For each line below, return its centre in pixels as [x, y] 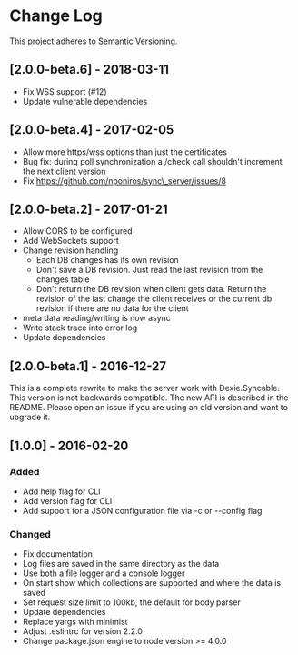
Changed [30, 534]
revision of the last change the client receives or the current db [154, 299]
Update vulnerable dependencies [85, 101]
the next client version [64, 171]
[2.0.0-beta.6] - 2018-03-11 [89, 70]
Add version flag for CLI [67, 500]
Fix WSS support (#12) [65, 91]
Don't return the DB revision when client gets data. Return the [151, 289]
